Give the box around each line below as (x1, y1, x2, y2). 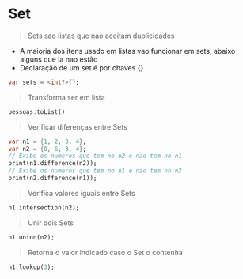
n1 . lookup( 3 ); (8, 262, 55, 271)
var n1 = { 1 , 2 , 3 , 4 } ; (8, 138, 87, 145)
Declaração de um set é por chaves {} (19, 62, 144, 72)
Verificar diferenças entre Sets (27, 122, 128, 131)
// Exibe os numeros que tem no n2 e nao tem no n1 (8, 152, 182, 160)
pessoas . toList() (8, 107, 66, 115)
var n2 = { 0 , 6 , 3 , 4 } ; (8, 145, 87, 153)
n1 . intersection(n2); (8, 203, 80, 212)
